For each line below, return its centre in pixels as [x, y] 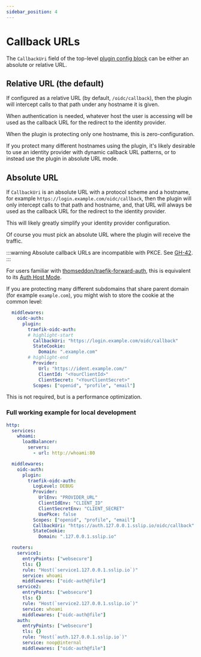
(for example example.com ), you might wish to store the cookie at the [90, 295]
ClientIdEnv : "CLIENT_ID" [70, 503]
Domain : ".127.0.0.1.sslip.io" [77, 537]
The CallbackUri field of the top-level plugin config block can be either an [97, 58]
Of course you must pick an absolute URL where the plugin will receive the [98, 235]
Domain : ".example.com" [68, 352]
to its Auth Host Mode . [34, 277]
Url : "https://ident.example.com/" [83, 369]
